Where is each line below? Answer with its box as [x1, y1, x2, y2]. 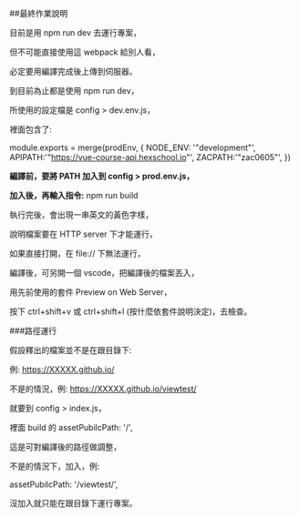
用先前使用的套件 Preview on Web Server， [9, 287, 172, 298]
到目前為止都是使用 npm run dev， [9, 86, 139, 96]
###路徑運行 [9, 326, 57, 336]
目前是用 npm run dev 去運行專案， [9, 27, 142, 38]
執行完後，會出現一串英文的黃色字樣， [9, 209, 153, 220]
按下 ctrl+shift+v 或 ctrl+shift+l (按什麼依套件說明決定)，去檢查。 [9, 306, 253, 317]
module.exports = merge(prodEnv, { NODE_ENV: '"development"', [9, 142, 256, 153]
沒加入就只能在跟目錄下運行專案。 [9, 498, 138, 508]
